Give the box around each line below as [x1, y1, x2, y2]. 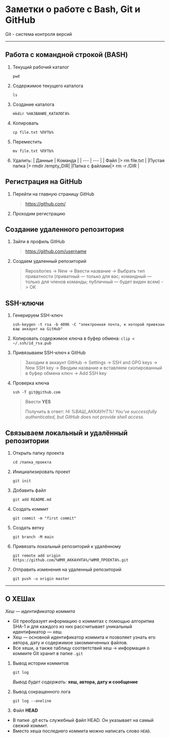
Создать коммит [12, 506, 49, 512]
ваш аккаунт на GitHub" [12, 327, 63, 332]
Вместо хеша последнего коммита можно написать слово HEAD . [12, 728, 151, 734]
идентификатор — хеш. [12, 629, 63, 635]
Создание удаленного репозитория [5, 225, 124, 234]
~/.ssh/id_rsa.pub [12, 341, 52, 346]
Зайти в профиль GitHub [12, 239, 65, 245]
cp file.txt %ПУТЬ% [12, 130, 54, 135]
